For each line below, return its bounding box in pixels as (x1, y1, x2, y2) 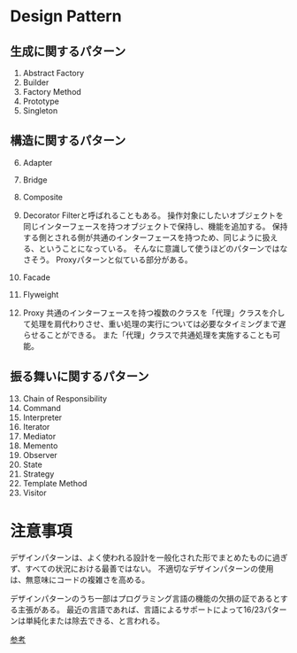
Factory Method (22, 87, 82, 97)
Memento (22, 440, 58, 451)
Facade (22, 272, 51, 283)
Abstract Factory (22, 68, 85, 78)
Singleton (22, 105, 58, 116)
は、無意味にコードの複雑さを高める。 (10, 574, 149, 585)
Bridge (22, 175, 48, 185)
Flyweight (22, 289, 59, 299)
